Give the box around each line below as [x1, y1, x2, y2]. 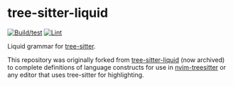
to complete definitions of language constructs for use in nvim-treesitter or [7, 63, 227, 71]
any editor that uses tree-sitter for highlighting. [7, 70, 144, 79]
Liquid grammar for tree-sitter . [7, 42, 96, 50]
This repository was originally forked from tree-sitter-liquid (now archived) [7, 55, 225, 64]
